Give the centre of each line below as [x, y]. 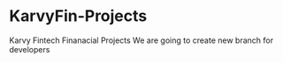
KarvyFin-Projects [78, 16]
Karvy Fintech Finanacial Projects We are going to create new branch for [141, 40]
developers [30, 49]
